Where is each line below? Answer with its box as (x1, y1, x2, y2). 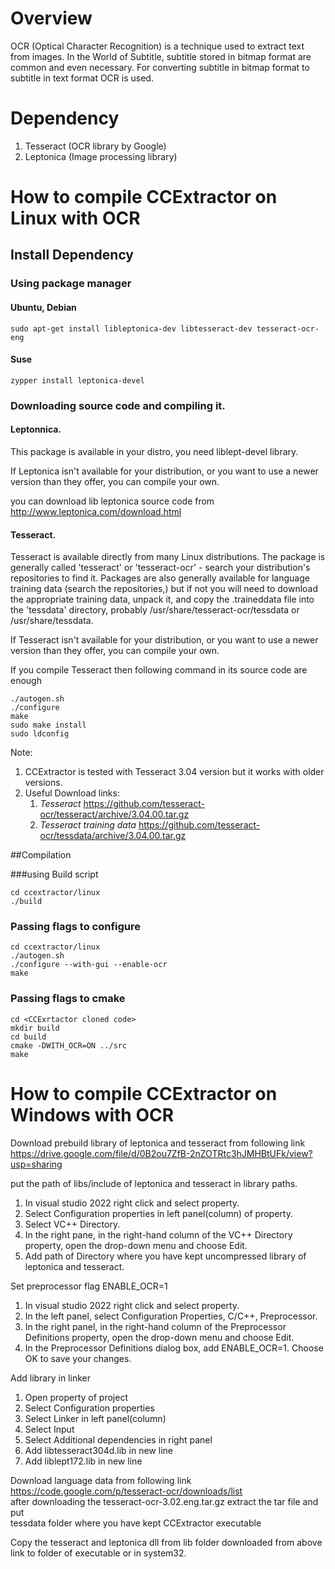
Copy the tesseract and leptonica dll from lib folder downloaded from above (10, 1536, 323, 1548)
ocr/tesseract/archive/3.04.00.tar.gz (39, 808, 190, 821)
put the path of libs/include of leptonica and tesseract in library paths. (10, 1177, 298, 1189)
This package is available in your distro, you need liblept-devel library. (10, 445, 299, 457)
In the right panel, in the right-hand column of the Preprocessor (24, 1320, 287, 1332)
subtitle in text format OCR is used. (10, 72, 154, 84)
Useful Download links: (24, 787, 120, 799)
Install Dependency (10, 247, 135, 264)
